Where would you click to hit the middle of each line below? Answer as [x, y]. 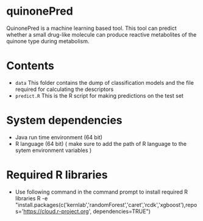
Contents [30, 66]
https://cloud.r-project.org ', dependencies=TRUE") [87, 211]
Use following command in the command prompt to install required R [101, 192]
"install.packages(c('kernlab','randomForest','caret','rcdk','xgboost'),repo [106, 205]
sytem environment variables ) [53, 150]
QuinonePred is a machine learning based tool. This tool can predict [91, 28]
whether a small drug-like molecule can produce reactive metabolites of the [101, 34]
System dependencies [64, 121]
